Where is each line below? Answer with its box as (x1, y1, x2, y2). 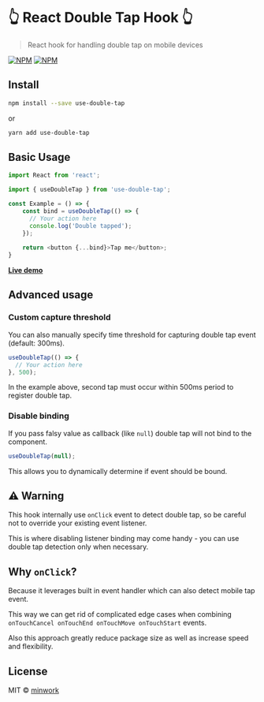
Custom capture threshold (8, 312, 112, 323)
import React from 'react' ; (8, 171, 101, 180)
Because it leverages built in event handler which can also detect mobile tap (8, 586, 255, 596)
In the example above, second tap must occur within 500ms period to (8, 383, 234, 392)
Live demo (8, 266, 43, 275)
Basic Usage (8, 150, 71, 164)
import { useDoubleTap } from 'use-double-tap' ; (8, 185, 171, 194)
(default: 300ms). (8, 338, 65, 348)
